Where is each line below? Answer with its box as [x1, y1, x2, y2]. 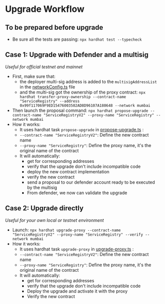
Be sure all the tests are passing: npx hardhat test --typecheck [12, 36, 142, 42]
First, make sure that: [12, 73, 56, 79]
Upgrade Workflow [5, 3, 85, 15]
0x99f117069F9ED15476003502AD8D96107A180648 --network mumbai [19, 103, 151, 108]
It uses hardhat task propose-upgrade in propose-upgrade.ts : [19, 126, 144, 132]
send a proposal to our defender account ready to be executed [27, 179, 155, 185]
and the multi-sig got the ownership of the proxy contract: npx [19, 89, 146, 95]
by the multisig [27, 184, 57, 190]
